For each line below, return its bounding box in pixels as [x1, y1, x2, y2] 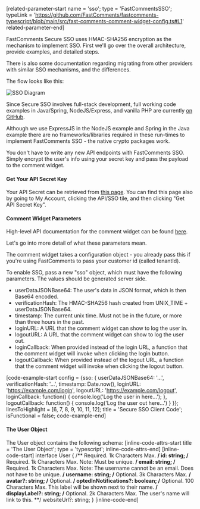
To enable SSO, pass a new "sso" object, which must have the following [6, 269, 183, 276]
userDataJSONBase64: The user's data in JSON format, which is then [14, 287, 186, 294]
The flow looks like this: [6, 77, 64, 85]
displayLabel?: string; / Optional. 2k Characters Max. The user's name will [6, 489, 190, 496]
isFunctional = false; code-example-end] [6, 412, 106, 419]
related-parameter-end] [6, 24, 65, 31]
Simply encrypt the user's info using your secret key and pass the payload [6, 155, 189, 163]
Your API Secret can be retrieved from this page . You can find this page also [6, 189, 193, 196]
